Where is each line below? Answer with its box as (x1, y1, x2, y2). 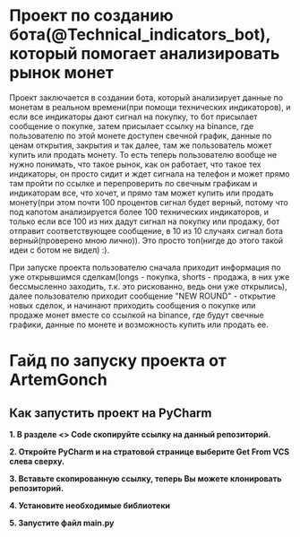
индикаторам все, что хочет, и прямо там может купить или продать (9, 187, 274, 198)
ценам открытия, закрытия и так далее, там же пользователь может (9, 140, 273, 151)
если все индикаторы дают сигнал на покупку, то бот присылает (9, 111, 258, 122)
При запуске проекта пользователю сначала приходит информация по (9, 262, 281, 273)
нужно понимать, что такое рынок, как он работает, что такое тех (9, 159, 261, 169)
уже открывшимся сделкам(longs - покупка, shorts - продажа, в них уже (9, 271, 290, 282)
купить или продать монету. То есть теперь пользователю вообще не (9, 149, 278, 160)
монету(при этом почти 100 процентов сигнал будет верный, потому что (9, 196, 288, 207)
